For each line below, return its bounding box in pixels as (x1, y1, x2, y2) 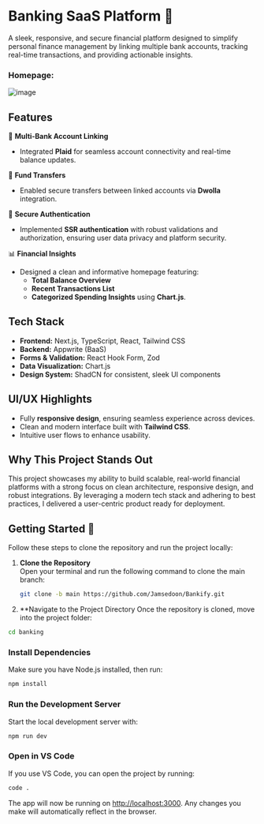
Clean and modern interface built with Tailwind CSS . (19, 421, 191, 431)
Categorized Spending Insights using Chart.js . (31, 292, 187, 302)
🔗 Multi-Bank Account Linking (8, 132, 109, 141)
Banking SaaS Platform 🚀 (8, 7, 173, 25)
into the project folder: (19, 613, 92, 623)
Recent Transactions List (31, 284, 115, 294)
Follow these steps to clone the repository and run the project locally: (8, 543, 233, 552)
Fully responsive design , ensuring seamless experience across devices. (19, 414, 255, 423)
